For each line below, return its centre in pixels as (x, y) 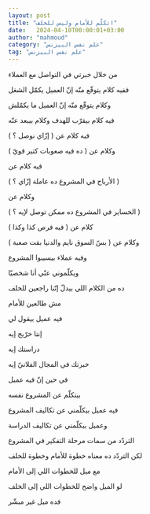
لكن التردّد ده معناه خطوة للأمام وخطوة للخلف (75, 456)
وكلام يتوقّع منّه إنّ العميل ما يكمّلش (60, 105)
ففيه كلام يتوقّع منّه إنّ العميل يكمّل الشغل (69, 90)
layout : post (29, 15)
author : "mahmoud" (38, 37)
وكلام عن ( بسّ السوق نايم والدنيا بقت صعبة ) (74, 242)
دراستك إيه (24, 349)
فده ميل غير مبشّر (35, 501)
